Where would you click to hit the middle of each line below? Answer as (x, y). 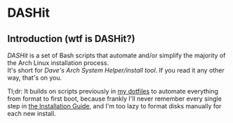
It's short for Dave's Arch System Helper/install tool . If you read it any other (116, 70)
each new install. (32, 114)
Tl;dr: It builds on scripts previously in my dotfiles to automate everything (113, 91)
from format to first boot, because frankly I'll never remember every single (115, 99)
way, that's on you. (35, 78)
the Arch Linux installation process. (58, 63)
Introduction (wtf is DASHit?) (71, 39)
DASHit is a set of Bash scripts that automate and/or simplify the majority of (116, 55)
